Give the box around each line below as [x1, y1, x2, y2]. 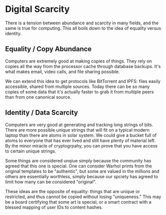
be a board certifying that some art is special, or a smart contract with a [5, 199, 152, 205]
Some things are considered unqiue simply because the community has [5, 157, 152, 163]
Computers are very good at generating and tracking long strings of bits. [5, 122, 154, 128]
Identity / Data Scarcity [5, 108, 78, 117]
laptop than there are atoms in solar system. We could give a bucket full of [5, 132, 157, 138]
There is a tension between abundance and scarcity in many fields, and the [5, 20, 159, 26]
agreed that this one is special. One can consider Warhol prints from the [5, 163, 152, 169]
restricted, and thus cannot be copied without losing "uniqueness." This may [5, 194, 162, 200]
